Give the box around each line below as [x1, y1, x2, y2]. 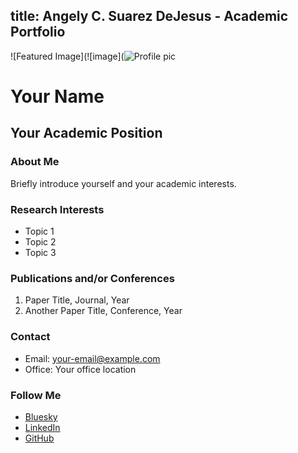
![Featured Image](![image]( [10, 50, 125, 62]
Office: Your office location [24, 363, 137, 375]
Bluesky [24, 410, 58, 423]
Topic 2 [24, 235, 57, 248]
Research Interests [10, 202, 105, 216]
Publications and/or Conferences [10, 271, 175, 285]
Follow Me [10, 388, 62, 402]
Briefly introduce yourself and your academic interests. [10, 177, 237, 189]
